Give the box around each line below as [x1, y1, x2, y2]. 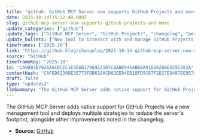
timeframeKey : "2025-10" [6, 59, 68, 65]
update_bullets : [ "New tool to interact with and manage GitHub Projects [6, 36, 194, 42]
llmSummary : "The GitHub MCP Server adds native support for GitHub [6, 87, 181, 93]
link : [6, 48, 20, 54]
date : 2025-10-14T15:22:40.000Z [6, 14, 87, 20]
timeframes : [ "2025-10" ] [6, 42, 68, 48]
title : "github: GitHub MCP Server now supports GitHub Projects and [6, 8, 184, 15]
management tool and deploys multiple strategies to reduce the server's [6, 109, 184, 117]
